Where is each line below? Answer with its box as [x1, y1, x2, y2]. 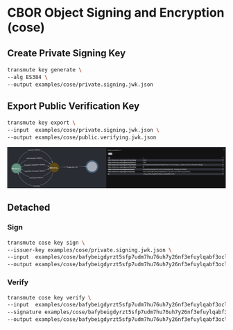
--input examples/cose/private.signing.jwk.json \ [7, 127, 159, 134]
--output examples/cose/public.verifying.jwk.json [7, 134, 157, 141]
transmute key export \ [7, 119, 76, 126]
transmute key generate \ [7, 67, 82, 73]
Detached [7, 202, 51, 214]
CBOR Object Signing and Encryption [7, 5, 225, 21]
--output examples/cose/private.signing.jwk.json [7, 81, 154, 88]
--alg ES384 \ [7, 73, 49, 80]
